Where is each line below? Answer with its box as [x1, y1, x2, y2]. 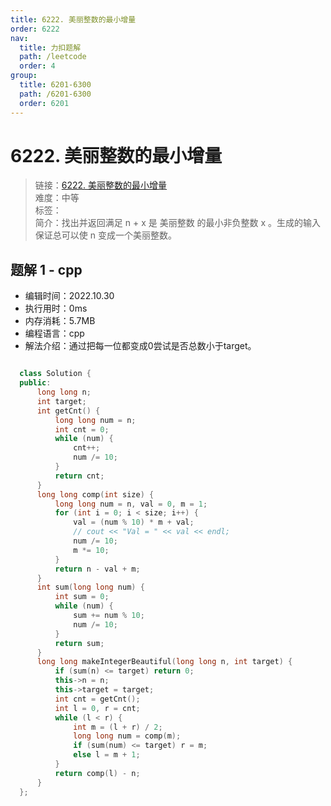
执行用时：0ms [24, 302, 88, 315]
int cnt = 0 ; [54, 424, 110, 435]
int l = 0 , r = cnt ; [54, 703, 141, 713]
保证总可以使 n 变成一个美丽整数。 [34, 229, 177, 241]
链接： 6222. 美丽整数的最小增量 [34, 179, 168, 191]
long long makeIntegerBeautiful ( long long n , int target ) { [36, 657, 293, 667]
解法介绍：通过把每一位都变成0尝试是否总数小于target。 [24, 340, 257, 352]
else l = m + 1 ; [73, 750, 141, 760]
